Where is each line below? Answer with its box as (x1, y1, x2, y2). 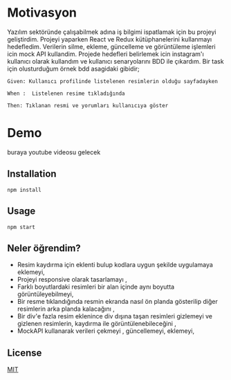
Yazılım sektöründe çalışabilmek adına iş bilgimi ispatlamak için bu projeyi (7, 28, 216, 36)
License (7, 347, 42, 359)
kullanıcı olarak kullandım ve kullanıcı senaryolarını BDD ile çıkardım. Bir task (7, 57, 224, 65)
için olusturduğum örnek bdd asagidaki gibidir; (7, 64, 140, 73)
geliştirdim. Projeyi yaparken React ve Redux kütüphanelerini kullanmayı (7, 35, 212, 43)
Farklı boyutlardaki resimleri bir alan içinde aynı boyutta (17, 282, 175, 291)
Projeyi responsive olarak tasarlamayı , (17, 275, 127, 284)
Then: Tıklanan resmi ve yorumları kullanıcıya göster (7, 102, 169, 109)
